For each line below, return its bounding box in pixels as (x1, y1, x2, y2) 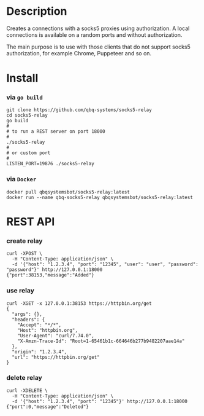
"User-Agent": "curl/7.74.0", (17, 332, 95, 339)
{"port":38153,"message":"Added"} (6, 272, 95, 278)
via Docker (6, 175, 37, 184)
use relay (6, 286, 35, 295)
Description (6, 4, 67, 18)
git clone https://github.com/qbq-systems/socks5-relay (6, 107, 152, 113)
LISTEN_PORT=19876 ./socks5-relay (6, 161, 95, 167)
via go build (6, 93, 43, 102)
